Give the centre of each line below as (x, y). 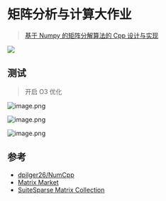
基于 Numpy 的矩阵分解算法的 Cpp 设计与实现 (92, 35)
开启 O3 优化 (43, 91)
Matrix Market (38, 182)
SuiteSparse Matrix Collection (61, 190)
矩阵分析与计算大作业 (70, 15)
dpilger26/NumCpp (46, 175)
